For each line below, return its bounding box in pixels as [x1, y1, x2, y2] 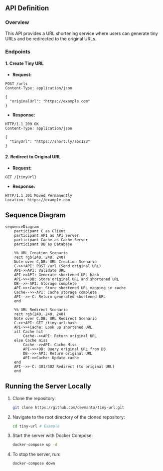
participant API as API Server [14, 233, 79, 238]
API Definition [5, 4, 49, 12]
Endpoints [5, 48, 31, 55]
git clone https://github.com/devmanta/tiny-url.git [12, 405, 125, 410]
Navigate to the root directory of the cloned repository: [12, 414, 125, 420]
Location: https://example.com [5, 197, 70, 203]
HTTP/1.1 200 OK [5, 121, 39, 126]
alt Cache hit [14, 329, 43, 334]
